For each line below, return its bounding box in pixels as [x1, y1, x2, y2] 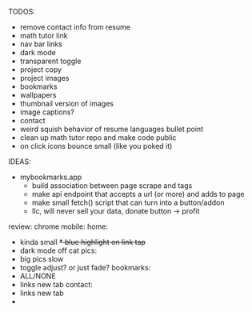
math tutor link [19, 31, 68, 40]
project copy [19, 65, 62, 74]
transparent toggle [19, 56, 82, 66]
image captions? [19, 107, 74, 117]
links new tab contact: [19, 280, 94, 289]
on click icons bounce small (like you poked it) [19, 142, 173, 150]
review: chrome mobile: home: [8, 222, 108, 231]
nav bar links [19, 39, 62, 49]
